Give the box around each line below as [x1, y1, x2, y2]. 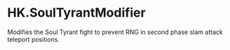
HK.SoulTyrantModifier [7, 5, 146, 21]
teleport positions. [7, 35, 60, 43]
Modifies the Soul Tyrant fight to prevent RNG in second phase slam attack [7, 28, 223, 36]
